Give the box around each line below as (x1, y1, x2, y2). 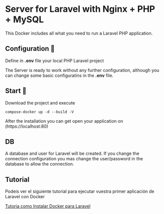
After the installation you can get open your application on (5, 118, 123, 124)
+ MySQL (5, 14, 44, 25)
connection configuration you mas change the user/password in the (5, 156, 143, 162)
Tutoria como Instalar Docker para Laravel (5, 203, 90, 209)
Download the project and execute (5, 100, 76, 106)
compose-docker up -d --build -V (5, 109, 74, 114)
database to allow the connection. (5, 161, 74, 167)
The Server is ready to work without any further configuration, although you (5, 67, 160, 73)
